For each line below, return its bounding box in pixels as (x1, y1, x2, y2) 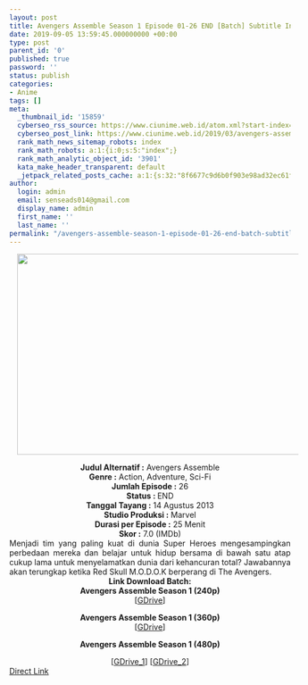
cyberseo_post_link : (17, 129, 94, 138)
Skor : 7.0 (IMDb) (119, 529, 181, 539)
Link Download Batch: (108, 576, 192, 587)
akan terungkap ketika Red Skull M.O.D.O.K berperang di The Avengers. (9, 566, 272, 577)
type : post (9, 38, 50, 47)
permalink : (9, 229, 50, 238)
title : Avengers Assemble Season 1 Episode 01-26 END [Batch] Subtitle (9, 21, 281, 30)
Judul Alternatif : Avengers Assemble (79, 462, 221, 473)
